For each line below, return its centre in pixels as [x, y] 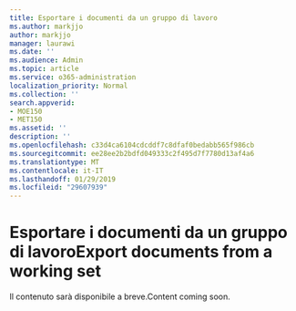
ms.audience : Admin [46, 60]
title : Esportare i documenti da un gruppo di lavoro [114, 18]
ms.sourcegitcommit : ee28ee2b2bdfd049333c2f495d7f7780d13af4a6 [132, 153]
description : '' [40, 137]
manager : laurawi [42, 43]
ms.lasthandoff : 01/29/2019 [63, 179]
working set [56, 271]
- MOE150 [26, 111]
